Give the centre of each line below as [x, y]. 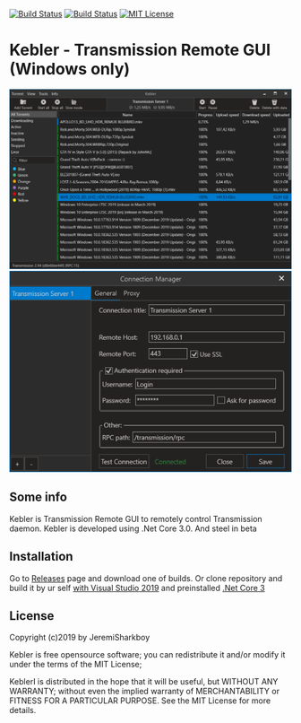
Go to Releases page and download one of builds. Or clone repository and [146, 578]
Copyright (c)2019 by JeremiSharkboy [80, 638]
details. [23, 710]
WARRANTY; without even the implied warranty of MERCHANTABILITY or [145, 692]
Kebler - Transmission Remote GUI [140, 50]
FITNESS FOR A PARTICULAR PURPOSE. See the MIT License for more [140, 701]
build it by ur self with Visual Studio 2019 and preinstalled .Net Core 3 [138, 588]
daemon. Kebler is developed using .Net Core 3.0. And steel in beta [133, 528]
